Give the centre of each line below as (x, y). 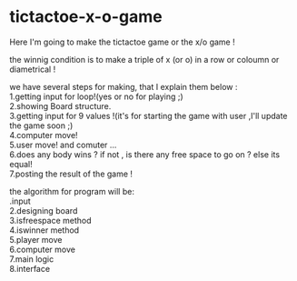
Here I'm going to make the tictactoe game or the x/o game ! (122, 42)
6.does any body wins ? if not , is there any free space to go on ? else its (144, 154)
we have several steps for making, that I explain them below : (124, 86)
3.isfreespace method (50, 220)
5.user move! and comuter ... (63, 145)
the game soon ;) (41, 125)
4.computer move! (44, 135)
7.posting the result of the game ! (71, 174)
